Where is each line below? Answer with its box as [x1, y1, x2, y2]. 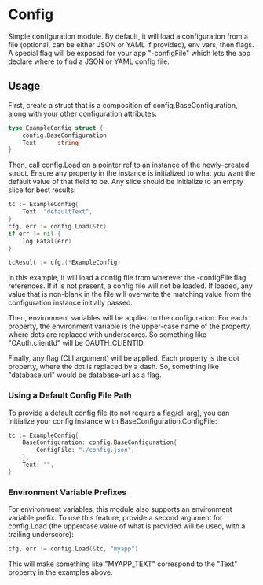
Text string [22, 139, 79, 146]
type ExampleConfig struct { [8, 124, 104, 131]
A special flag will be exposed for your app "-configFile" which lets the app [8, 48, 251, 57]
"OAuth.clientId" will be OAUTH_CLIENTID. [8, 339, 145, 348]
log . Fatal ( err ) [22, 237, 72, 245]
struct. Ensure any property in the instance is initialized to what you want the [8, 168, 256, 178]
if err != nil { [8, 230, 61, 238]
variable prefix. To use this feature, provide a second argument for [8, 513, 223, 523]
